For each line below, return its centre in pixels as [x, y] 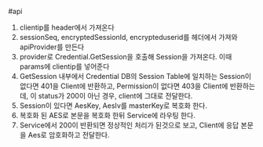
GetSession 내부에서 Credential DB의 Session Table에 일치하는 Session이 [135, 76]
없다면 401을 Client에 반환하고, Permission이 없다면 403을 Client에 [124, 86]
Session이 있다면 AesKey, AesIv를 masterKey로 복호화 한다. [113, 106]
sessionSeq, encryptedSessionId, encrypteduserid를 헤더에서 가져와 [128, 37]
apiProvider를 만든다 [52, 47]
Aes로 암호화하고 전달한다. [69, 135]
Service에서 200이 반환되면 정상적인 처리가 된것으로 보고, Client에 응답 [129, 125]
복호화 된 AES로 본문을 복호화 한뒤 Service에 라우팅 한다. [108, 115]
